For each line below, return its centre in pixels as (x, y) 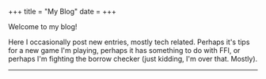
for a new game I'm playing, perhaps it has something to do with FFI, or (124, 50)
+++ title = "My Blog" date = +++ (62, 11)
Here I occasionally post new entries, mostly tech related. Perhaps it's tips (129, 42)
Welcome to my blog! (43, 26)
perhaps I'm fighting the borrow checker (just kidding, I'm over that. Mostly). (133, 59)
